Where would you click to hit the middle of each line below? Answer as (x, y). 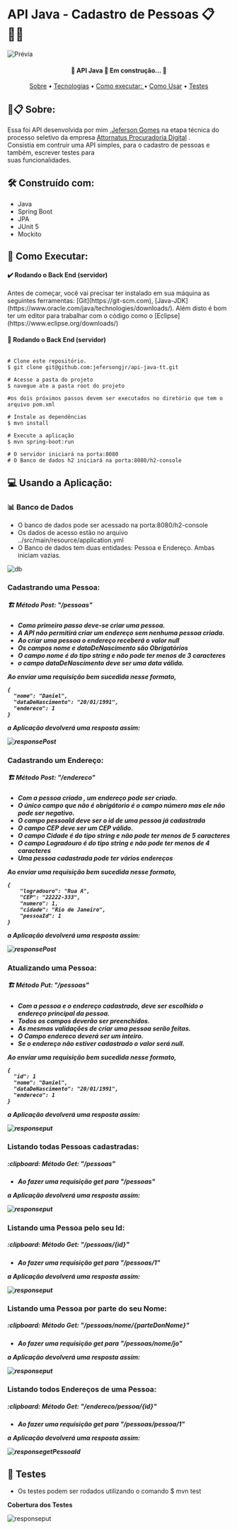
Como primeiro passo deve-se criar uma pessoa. (91, 625)
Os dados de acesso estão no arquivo (73, 533)
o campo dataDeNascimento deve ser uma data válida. (101, 663)
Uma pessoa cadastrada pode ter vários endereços (95, 858)
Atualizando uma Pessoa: (52, 968)
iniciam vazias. (39, 556)
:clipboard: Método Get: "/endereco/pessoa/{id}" (82, 1406)
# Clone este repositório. (47, 361)
